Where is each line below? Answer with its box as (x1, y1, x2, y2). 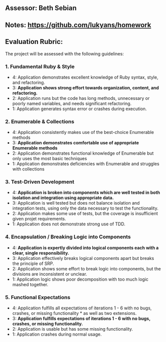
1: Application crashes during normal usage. (12, 331, 102, 338)
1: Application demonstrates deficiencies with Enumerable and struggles (12, 161, 160, 167)
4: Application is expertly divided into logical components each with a (12, 245, 159, 251)
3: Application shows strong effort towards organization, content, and (12, 85, 159, 90)
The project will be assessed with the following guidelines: (5, 50, 124, 56)
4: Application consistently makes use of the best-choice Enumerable (12, 129, 154, 135)
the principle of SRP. (12, 260, 54, 266)
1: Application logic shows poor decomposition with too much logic (12, 276, 149, 282)
